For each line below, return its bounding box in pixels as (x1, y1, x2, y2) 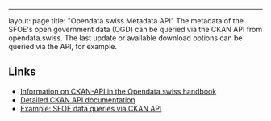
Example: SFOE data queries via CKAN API (19, 103, 162, 113)
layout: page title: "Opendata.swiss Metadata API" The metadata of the (8, 16, 244, 25)
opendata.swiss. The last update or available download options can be (8, 33, 243, 43)
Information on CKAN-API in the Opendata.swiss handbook (19, 86, 217, 96)
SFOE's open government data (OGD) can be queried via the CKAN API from (8, 25, 263, 34)
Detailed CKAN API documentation (19, 94, 135, 105)
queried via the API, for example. (8, 42, 117, 51)
